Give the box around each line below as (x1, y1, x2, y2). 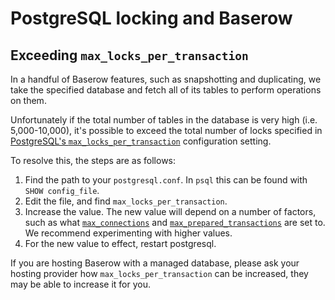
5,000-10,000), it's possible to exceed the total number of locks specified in (10, 125, 323, 136)
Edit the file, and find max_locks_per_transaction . (24, 195, 228, 207)
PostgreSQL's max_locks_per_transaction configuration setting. (10, 135, 272, 147)
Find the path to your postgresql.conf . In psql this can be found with (24, 174, 308, 186)
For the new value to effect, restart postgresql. (24, 238, 217, 249)
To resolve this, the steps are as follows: (10, 155, 177, 166)
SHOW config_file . (24, 185, 100, 196)
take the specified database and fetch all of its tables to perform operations (10, 84, 322, 96)
